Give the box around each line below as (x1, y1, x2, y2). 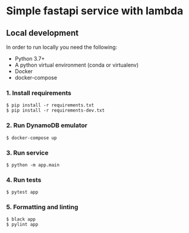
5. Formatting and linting (6, 203, 78, 212)
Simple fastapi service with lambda (6, 4, 184, 18)
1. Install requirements (6, 89, 71, 97)
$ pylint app (6, 222, 39, 228)
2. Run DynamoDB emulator (6, 121, 88, 130)
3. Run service (6, 149, 49, 157)
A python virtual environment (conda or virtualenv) (14, 61, 139, 68)
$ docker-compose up (6, 135, 58, 141)
